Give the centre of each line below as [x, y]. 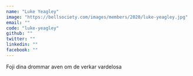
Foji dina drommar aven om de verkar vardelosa [64, 67]
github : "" [19, 34]
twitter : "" [21, 39]
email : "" [18, 22]
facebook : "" [22, 50]
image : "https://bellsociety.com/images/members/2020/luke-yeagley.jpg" [97, 17]
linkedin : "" [22, 45]
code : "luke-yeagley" [33, 28]
